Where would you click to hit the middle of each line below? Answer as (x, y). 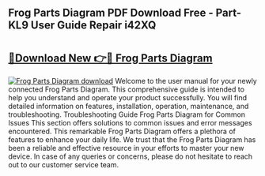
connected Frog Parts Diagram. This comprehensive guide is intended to (127, 89)
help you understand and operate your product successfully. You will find (128, 97)
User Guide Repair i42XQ (93, 26)
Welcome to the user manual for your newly (185, 81)
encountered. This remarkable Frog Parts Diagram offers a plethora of (122, 131)
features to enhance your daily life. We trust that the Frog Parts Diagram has (132, 140)
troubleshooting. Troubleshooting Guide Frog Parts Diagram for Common (127, 114)
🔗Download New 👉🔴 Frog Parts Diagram (110, 58)
